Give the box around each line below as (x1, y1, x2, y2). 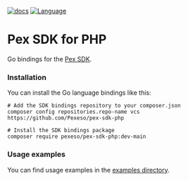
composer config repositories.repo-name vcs (7, 108, 140, 116)
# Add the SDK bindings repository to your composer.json (7, 103, 181, 110)
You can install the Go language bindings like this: (7, 88, 151, 97)
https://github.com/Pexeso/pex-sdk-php (7, 115, 125, 122)
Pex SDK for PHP (7, 32, 107, 47)
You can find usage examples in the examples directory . (7, 165, 170, 174)
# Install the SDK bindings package (7, 127, 115, 134)
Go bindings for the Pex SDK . (7, 54, 92, 63)
